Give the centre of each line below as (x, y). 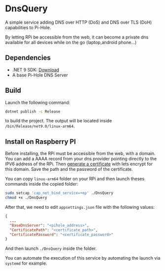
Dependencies (28, 58)
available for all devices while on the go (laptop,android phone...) (71, 42)
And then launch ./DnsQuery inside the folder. (51, 249)
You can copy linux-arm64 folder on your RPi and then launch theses (75, 179)
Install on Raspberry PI (41, 141)
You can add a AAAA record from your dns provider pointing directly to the (81, 159)
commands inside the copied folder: (42, 184)
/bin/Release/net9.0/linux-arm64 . (40, 126)
